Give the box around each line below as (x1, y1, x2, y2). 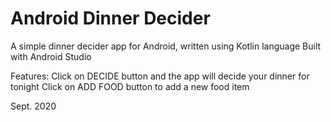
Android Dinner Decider (10, 7, 211, 30)
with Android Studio (10, 50, 92, 62)
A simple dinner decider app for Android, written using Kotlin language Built (10, 40, 322, 52)
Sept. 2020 (10, 100, 57, 112)
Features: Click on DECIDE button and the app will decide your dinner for (10, 70, 310, 82)
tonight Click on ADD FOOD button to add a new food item (10, 80, 250, 92)
